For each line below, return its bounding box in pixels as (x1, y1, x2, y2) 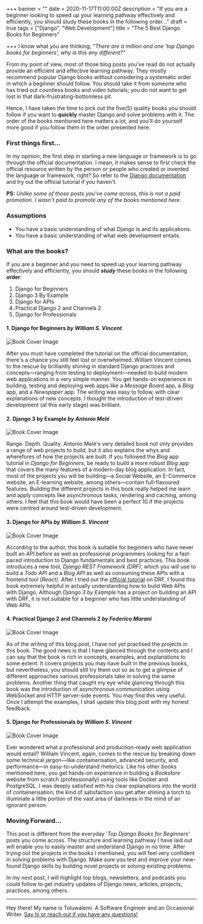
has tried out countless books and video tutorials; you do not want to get (6, 86, 187, 93)
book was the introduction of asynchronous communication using (6, 685, 170, 692)
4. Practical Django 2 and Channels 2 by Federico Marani (6, 615, 152, 622)
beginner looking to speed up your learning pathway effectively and (6, 11, 175, 19)
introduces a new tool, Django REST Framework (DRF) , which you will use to (6, 562, 196, 570)
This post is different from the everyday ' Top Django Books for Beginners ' (6, 830, 190, 838)
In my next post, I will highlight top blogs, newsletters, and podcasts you (6, 874, 186, 882)
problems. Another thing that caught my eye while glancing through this (6, 678, 185, 686)
